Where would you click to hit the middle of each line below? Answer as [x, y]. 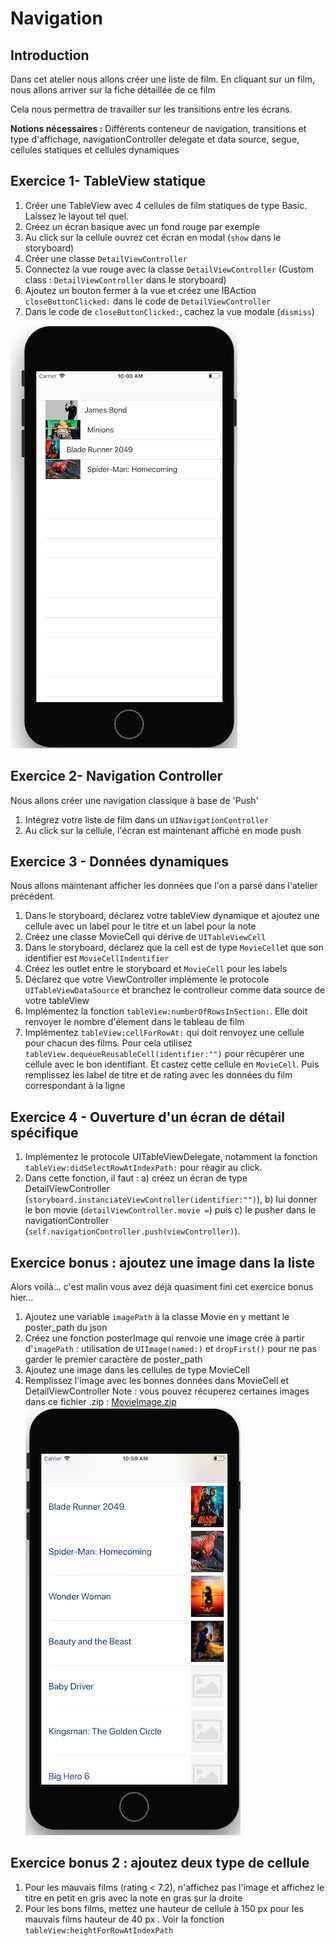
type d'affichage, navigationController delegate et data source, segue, [155, 139]
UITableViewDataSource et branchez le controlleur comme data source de [175, 990]
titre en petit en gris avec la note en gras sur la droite [133, 1898]
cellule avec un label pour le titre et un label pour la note [140, 926]
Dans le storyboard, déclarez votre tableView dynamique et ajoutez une [172, 916]
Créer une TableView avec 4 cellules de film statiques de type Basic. [166, 205]
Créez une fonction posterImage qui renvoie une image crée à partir [164, 1338]
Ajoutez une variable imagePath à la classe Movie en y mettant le [157, 1317]
